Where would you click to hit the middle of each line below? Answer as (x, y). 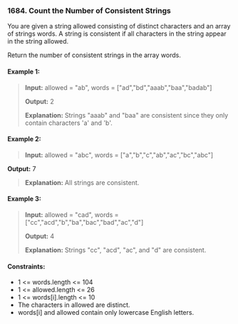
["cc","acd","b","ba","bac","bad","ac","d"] (84, 222)
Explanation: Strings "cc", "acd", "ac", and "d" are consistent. (115, 250)
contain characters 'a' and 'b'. (68, 123)
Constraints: (26, 266)
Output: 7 (22, 168)
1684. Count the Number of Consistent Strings (89, 11)
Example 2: (24, 139)
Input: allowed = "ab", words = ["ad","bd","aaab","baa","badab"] (118, 87)
